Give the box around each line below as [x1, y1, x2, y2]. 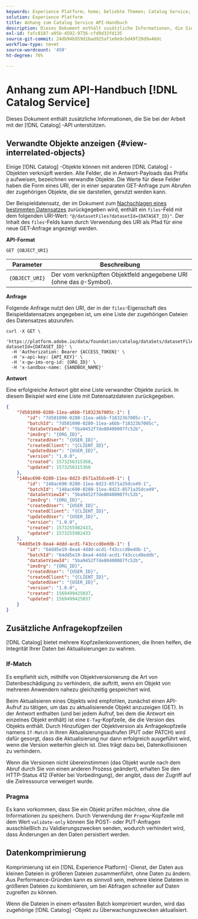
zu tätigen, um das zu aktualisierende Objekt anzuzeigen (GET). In [22, 703, 184, 711]
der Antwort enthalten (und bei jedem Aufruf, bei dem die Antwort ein [6, 710, 175, 717]
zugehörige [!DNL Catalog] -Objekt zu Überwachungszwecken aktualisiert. [6, 906, 189, 913]
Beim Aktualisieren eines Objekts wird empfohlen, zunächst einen [6, 697, 165, 704]
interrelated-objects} [6, 147, 85, 157]
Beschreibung [100, 261, 140, 269]
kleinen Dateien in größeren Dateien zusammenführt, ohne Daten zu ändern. [6, 869, 192, 877]
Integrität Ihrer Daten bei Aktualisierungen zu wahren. [6, 645, 136, 652]
